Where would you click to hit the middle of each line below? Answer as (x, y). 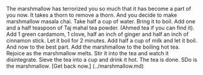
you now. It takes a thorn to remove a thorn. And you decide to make (92, 15)
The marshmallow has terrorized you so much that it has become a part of (99, 9)
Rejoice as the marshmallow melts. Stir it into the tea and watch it (88, 53)
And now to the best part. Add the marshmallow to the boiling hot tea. (93, 47)
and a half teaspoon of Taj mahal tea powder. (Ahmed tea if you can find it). (101, 28)
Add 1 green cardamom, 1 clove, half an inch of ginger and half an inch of (98, 34)
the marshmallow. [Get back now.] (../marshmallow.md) (75, 66)
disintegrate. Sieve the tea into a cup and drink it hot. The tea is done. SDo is (102, 60)
